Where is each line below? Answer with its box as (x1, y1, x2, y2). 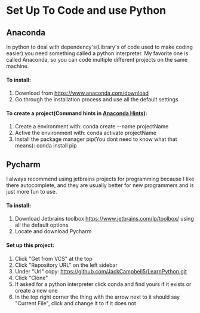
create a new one (14, 287, 58, 294)
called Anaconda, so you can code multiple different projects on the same (6, 56, 188, 63)
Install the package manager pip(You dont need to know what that (14, 136, 177, 143)
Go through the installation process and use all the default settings (14, 96, 179, 103)
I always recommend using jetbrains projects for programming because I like (6, 175, 195, 183)
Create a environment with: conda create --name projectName (14, 123, 169, 130)
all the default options (14, 221, 69, 228)
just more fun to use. (6, 188, 57, 195)
